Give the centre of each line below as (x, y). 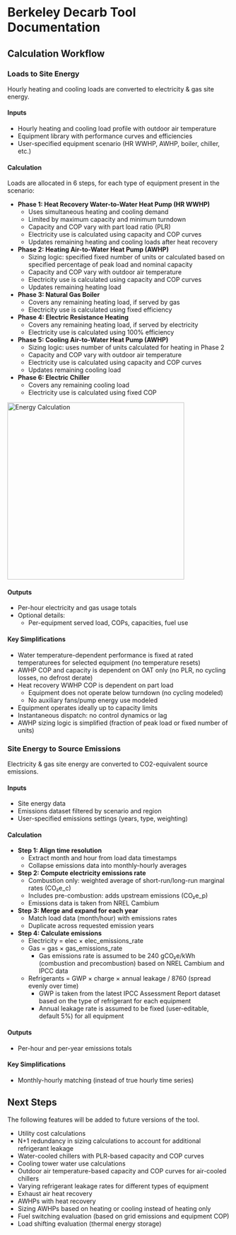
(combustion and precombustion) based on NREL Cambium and (131, 964)
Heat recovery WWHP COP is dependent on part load (95, 685)
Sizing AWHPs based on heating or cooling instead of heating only (114, 1208)
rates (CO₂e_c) (49, 888)
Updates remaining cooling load (75, 370)
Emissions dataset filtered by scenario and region (89, 811)
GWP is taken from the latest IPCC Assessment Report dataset (129, 993)
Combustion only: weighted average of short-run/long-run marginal (126, 881)
